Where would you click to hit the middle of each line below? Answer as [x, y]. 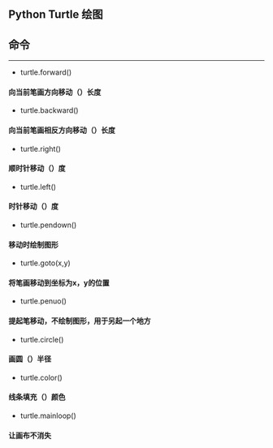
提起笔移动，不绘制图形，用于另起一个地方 [80, 321]
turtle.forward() [46, 72]
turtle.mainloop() [48, 416]
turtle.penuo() [43, 301]
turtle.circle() [42, 339]
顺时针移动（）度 [37, 168]
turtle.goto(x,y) [45, 263]
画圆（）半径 [30, 359]
